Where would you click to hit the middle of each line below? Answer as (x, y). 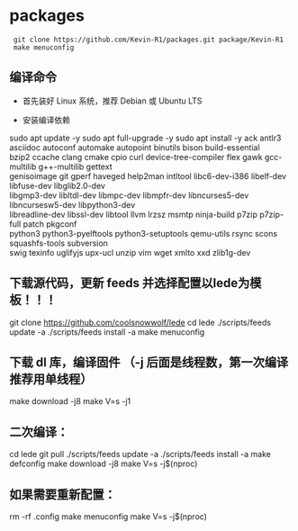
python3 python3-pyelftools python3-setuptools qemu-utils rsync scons (143, 233)
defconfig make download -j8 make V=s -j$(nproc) (104, 463)
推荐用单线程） (51, 379)
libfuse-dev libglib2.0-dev (58, 185)
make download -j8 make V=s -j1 (70, 401)
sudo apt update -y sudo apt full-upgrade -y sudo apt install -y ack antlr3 (145, 138)
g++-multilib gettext (75, 166)
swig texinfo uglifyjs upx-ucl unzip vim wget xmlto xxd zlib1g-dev (130, 252)
